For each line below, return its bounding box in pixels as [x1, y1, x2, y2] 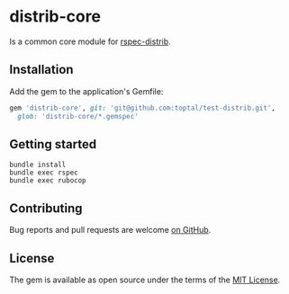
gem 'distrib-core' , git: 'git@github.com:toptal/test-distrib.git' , [9, 103, 276, 112]
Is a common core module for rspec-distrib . [9, 36, 171, 47]
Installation [9, 62, 74, 77]
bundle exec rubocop [9, 176, 87, 185]
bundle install [9, 160, 67, 170]
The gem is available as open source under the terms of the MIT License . [9, 274, 281, 285]
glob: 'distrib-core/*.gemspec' [17, 111, 140, 120]
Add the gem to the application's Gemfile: [9, 85, 164, 96]
